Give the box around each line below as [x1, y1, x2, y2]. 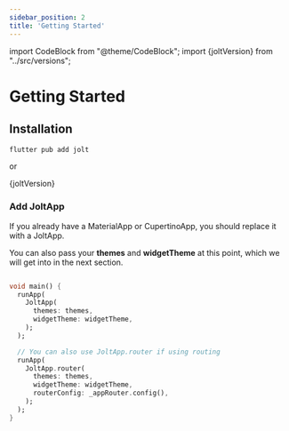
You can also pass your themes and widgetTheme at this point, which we [9, 247, 280, 258]
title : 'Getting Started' [9, 21, 105, 30]
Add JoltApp [9, 201, 65, 213]
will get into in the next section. [9, 257, 124, 267]
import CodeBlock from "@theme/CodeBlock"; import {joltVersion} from [9, 45, 273, 56]
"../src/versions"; [9, 55, 71, 66]
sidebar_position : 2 [9, 12, 86, 22]
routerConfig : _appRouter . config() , [32, 388, 169, 398]
